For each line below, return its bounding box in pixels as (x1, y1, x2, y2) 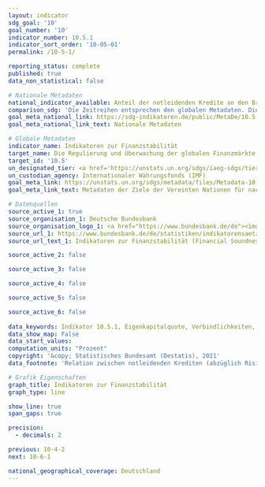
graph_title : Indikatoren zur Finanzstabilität (8, 381, 168, 388)
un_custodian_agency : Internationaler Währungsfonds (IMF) (8, 171, 207, 180)
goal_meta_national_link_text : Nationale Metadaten (8, 121, 181, 128)
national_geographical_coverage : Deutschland (8, 467, 160, 475)
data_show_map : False (8, 330, 80, 338)
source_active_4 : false (8, 280, 87, 288)
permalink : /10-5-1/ (8, 48, 77, 56)
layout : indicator (8, 11, 69, 20)
